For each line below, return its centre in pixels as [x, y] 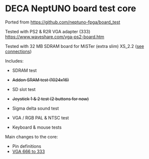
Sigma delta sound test [36, 108]
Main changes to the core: [31, 136]
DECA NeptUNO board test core [71, 9]
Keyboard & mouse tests [37, 127]
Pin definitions [27, 146]
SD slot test [24, 89]
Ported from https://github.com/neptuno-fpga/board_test [63, 22]
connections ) [18, 51]
